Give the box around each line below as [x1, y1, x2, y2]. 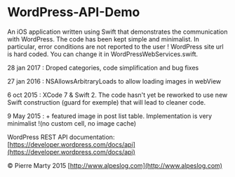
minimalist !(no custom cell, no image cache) [7, 119, 137, 127]
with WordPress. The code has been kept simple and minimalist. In [7, 34, 200, 43]
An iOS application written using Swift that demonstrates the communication [7, 27, 228, 36]
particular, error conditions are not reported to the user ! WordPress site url [7, 42, 224, 51]
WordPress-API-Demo [7, 4, 140, 20]
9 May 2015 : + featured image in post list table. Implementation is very [7, 112, 213, 120]
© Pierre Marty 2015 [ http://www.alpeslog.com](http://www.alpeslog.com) [7, 161, 223, 169]
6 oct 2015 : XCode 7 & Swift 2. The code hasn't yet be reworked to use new [7, 91, 228, 99]
